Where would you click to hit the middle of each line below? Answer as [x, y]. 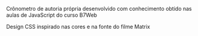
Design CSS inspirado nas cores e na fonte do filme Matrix [78, 27]
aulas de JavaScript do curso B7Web [52, 15]
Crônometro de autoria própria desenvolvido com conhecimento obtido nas [99, 9]
